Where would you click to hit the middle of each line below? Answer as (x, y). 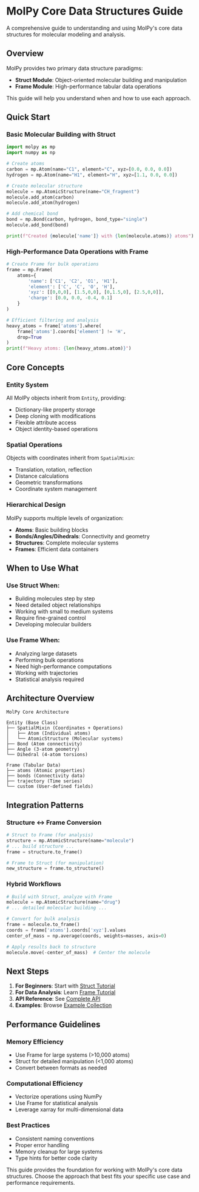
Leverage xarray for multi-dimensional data (69, 1109)
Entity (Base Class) (32, 723)
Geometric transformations (49, 483)
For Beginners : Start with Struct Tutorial (65, 986)
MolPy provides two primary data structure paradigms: (75, 68)
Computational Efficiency (45, 1083)
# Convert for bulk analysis (43, 919)
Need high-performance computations (63, 666)
